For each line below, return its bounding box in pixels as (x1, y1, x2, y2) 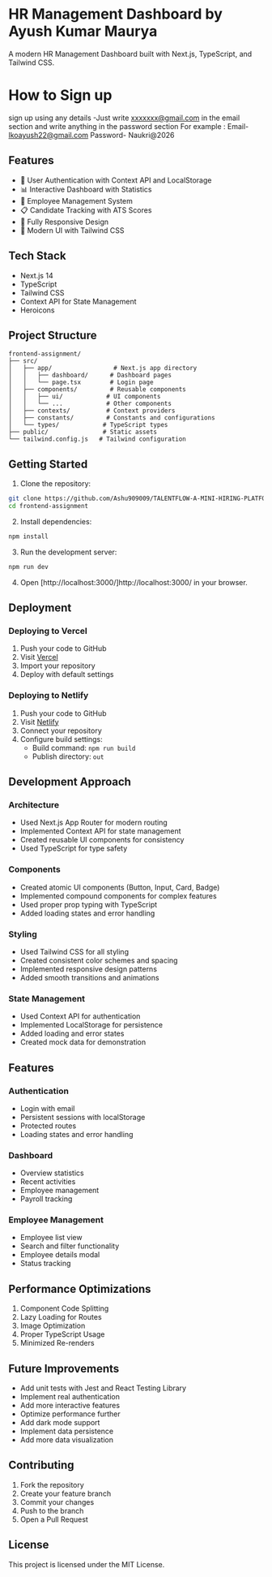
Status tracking (19, 1259, 71, 1269)
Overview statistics (19, 1168, 84, 1178)
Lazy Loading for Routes (19, 1312, 103, 1322)
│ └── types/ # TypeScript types (8, 421, 168, 429)
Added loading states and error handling (19, 908, 155, 918)
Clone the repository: (19, 479, 91, 489)
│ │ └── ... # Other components (8, 399, 172, 408)
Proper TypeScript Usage (19, 1329, 105, 1339)
